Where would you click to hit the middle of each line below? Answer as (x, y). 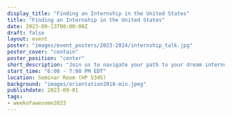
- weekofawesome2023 (37, 103)
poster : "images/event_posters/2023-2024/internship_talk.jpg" (100, 45)
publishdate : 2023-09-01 (43, 90)
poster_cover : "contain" (43, 52)
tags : (15, 97)
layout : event (28, 39)
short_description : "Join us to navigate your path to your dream (105, 65)
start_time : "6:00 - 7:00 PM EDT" (57, 71)
